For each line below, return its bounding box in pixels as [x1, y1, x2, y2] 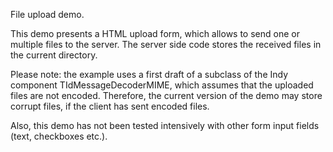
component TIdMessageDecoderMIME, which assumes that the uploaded [10, 79, 314, 91]
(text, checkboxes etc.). [10, 130, 108, 142]
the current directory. [10, 49, 98, 61]
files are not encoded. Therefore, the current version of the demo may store [10, 90, 323, 101]
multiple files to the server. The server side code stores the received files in [10, 39, 322, 50]
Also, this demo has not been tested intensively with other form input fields [10, 120, 320, 131]
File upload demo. [10, 9, 85, 20]
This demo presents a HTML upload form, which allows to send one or [10, 28, 300, 39]
